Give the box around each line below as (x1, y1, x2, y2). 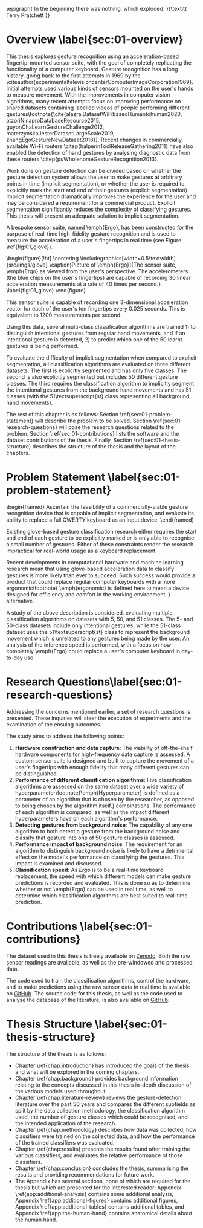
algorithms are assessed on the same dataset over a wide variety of (14, 783, 184, 790)
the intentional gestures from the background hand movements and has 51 (6, 386, 192, 393)
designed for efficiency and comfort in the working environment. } (6, 590, 171, 598)
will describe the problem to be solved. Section (34, 417, 152, 424)
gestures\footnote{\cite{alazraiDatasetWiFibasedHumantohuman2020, (6, 110, 182, 117)
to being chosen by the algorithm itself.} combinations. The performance (14, 802, 196, 809)
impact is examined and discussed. (14, 859, 103, 867)
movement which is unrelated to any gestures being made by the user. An (6, 635, 190, 642)
